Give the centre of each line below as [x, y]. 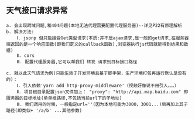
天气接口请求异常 [37, 11]
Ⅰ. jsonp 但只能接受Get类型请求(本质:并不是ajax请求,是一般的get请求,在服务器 [103, 38]
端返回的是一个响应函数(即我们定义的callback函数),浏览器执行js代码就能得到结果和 [95, 44]
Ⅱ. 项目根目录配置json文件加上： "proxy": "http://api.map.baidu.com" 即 [102, 92]
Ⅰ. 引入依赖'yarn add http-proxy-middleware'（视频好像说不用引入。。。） [98, 86]
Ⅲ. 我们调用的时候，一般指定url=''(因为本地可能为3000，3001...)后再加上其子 [102, 104]
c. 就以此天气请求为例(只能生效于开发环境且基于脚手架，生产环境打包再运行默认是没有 [96, 73]
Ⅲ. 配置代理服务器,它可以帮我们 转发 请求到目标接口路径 [77, 62]
